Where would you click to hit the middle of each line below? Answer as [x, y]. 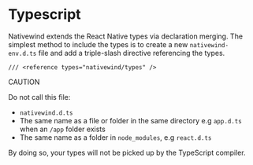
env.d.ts [22, 53]
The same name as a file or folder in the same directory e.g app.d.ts [130, 120]
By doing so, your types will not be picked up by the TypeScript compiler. [127, 152]
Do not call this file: [39, 97]
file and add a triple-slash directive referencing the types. [132, 53]
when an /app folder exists [63, 129]
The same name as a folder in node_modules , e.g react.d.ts [115, 137]
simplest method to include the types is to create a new [98, 44]
